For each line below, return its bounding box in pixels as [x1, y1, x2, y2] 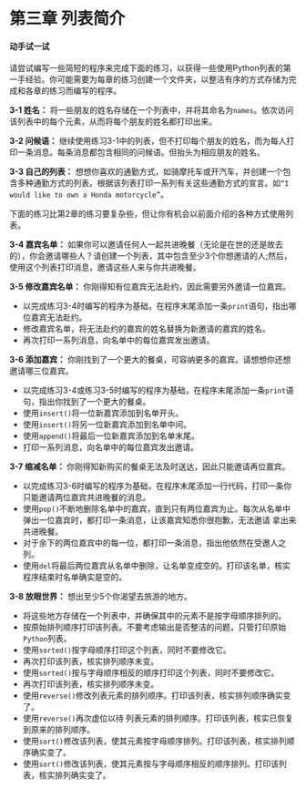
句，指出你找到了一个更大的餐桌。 [22, 396, 151, 407]
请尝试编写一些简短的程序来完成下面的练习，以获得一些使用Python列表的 [9, 63, 284, 74]
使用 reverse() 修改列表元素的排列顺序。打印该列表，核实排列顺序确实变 [22, 690, 291, 702]
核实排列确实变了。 [38, 770, 111, 781]
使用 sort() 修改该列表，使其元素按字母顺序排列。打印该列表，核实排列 [22, 735, 287, 747]
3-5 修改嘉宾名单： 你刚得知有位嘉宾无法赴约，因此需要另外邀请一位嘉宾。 [9, 282, 291, 292]
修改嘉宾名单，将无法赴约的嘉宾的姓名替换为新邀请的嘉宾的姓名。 [22, 323, 270, 334]
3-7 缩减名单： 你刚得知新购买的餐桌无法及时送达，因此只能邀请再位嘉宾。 [9, 461, 291, 472]
